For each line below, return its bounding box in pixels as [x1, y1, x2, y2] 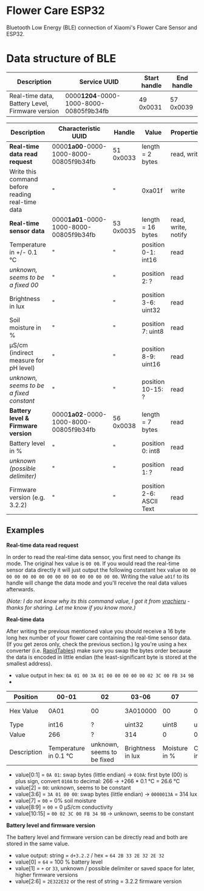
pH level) [9, 364, 35, 372]
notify [170, 230, 187, 239]
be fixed [90, 755, 114, 764]
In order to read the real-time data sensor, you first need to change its [6, 553, 181, 560]
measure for [9, 356, 44, 364]
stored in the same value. [6, 840, 70, 847]
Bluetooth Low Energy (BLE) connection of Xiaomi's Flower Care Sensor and [6, 24, 197, 31]
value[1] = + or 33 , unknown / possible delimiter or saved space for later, [15, 864, 195, 872]
